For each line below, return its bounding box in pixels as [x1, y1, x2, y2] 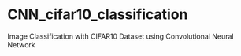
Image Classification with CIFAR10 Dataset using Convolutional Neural [7, 32, 234, 41]
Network [7, 39, 36, 49]
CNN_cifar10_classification [7, 6, 188, 24]
